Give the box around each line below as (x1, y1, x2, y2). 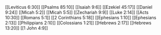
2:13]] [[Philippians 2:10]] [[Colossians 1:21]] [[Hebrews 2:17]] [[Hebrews (5, 20, 152, 26)
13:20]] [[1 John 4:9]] (5, 25, 48, 31)
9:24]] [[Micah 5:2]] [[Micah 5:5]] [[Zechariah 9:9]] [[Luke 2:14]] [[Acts (5, 9, 149, 15)
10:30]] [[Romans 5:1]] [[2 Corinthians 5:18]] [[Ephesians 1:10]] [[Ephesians (5, 15, 157, 20)
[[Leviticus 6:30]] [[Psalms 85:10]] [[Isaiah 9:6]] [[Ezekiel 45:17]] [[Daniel (5, 4, 153, 10)
